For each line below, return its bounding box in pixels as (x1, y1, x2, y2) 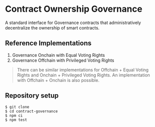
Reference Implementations (5, 39, 92, 48)
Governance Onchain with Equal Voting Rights (12, 52, 105, 58)
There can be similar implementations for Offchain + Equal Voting (17, 67, 149, 73)
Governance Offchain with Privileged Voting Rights (12, 57, 114, 63)
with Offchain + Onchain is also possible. (17, 77, 100, 83)
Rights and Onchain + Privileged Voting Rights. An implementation (17, 72, 150, 78)
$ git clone (5, 104, 29, 109)
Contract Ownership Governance (5, 3, 143, 15)
